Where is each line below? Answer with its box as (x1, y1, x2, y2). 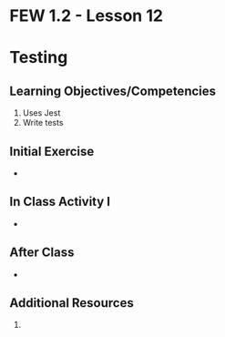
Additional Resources (9, 295, 134, 311)
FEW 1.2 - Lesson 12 (9, 5, 164, 26)
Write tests (22, 117, 64, 128)
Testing (9, 47, 68, 68)
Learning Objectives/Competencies (9, 83, 217, 98)
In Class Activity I (9, 194, 111, 209)
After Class (9, 245, 75, 260)
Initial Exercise (9, 143, 95, 159)
